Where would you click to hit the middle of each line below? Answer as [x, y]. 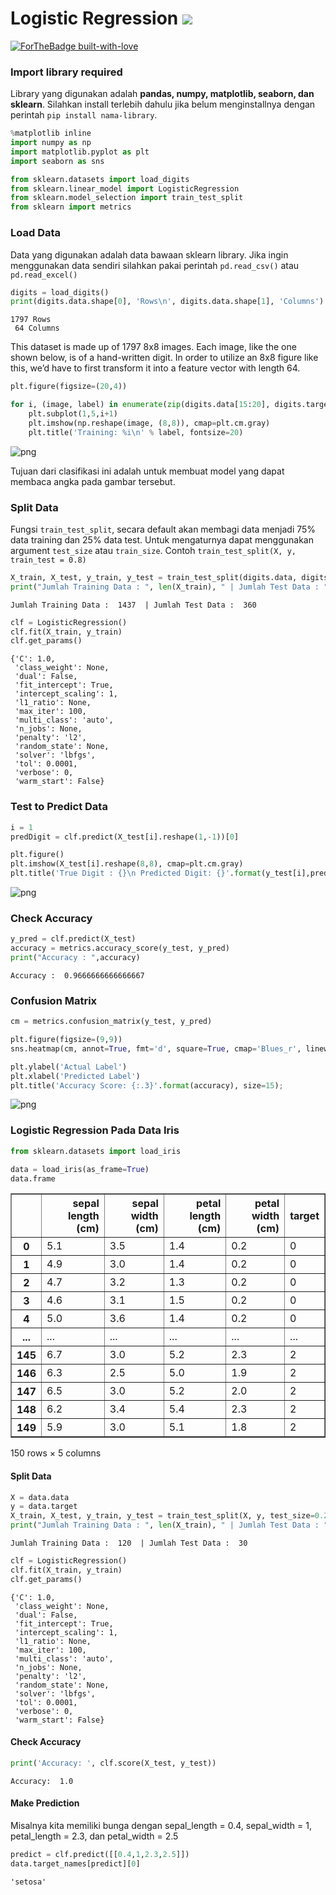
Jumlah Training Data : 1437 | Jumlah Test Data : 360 [133, 605]
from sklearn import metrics [71, 207]
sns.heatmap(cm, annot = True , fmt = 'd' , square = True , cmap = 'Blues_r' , [156, 1048]
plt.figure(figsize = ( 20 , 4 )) [69, 387]
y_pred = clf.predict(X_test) [73, 939]
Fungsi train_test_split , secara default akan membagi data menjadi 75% [163, 529]
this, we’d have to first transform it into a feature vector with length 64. [155, 368]
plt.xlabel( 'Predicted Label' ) [75, 1076]
